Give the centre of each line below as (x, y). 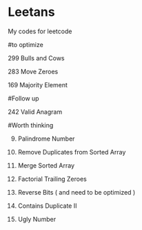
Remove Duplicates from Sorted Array (72, 152)
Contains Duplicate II (47, 206)
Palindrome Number (46, 139)
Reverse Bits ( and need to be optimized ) (77, 192)
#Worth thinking (31, 125)
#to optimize (26, 44)
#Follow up (24, 98)
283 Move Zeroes (33, 71)
